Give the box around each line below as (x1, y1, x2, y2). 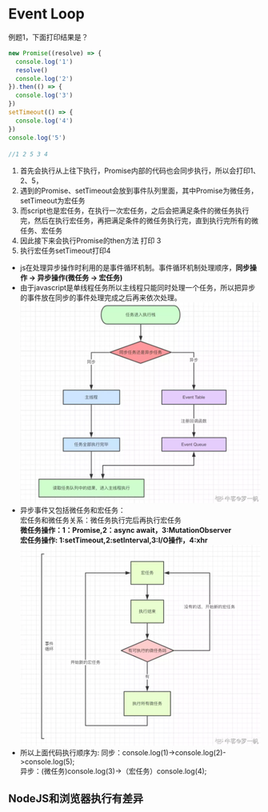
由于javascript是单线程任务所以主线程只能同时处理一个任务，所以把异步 (19, 283, 256, 293)
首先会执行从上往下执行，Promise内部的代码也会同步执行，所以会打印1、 (19, 166, 261, 176)
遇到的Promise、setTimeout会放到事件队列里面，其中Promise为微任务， (19, 186, 258, 196)
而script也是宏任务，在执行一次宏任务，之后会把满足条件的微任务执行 (19, 206, 250, 216)
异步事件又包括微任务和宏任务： (19, 505, 126, 514)
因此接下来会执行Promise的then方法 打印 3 (19, 236, 162, 246)
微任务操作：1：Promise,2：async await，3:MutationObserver (19, 525, 232, 534)
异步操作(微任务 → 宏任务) (37, 273, 123, 282)
